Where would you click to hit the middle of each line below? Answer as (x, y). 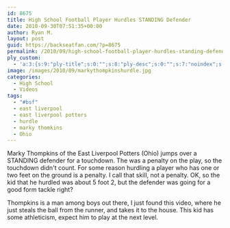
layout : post (26, 39)
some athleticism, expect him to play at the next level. (83, 217)
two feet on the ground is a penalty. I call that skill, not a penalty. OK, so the (114, 175)
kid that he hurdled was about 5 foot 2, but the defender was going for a (109, 182)
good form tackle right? (40, 190)
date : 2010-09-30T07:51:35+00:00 (55, 26)
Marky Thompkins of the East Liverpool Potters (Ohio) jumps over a (102, 154)
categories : (24, 77)
